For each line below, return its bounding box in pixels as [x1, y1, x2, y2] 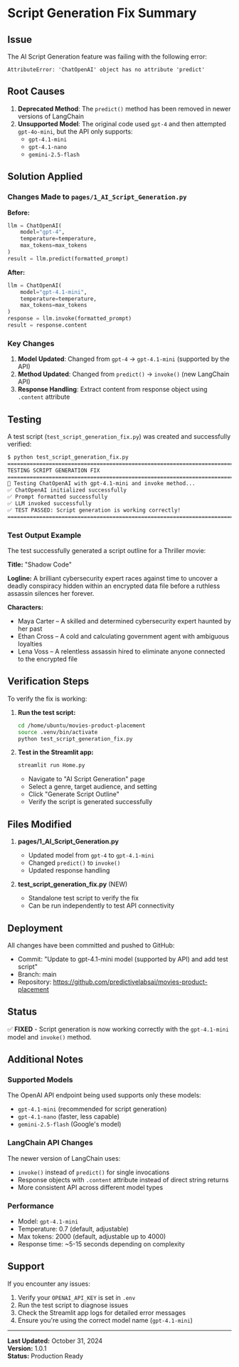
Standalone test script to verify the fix [28, 894, 139, 903]
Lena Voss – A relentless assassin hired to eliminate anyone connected [17, 647, 225, 656]
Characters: [7, 603, 44, 611]
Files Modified [7, 818, 73, 830]
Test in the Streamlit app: [17, 748, 94, 757]
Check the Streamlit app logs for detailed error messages [17, 1308, 186, 1317]
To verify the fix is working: [7, 694, 87, 703]
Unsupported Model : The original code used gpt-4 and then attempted [17, 119, 226, 128]
